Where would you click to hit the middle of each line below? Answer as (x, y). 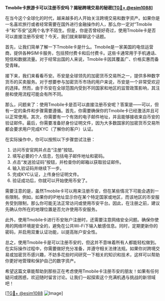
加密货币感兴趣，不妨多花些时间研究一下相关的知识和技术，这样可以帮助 (87, 255)
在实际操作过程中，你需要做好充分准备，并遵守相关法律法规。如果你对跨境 (80, 249)
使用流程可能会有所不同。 (39, 94)
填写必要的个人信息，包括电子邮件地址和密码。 (59, 156)
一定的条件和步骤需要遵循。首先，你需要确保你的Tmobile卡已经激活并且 (82, 111)
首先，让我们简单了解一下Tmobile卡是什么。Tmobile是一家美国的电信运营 (79, 47)
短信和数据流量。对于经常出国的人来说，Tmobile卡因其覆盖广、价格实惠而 (80, 59)
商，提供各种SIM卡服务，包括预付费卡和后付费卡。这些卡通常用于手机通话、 (82, 53)
